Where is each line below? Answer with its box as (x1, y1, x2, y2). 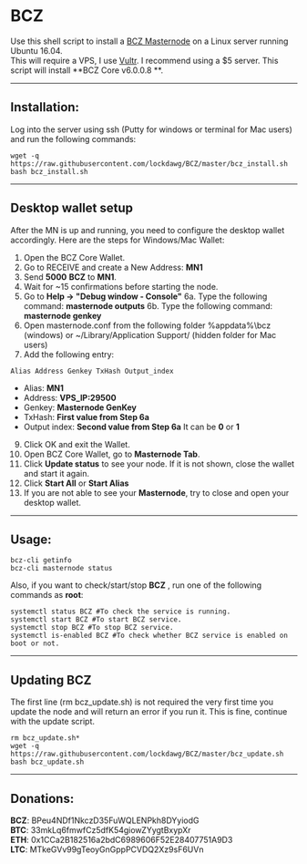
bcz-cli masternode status (10, 564, 113, 573)
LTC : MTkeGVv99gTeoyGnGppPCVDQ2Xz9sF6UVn (10, 844, 204, 855)
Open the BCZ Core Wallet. (23, 252, 126, 262)
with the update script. (10, 716, 95, 727)
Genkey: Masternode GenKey (23, 402, 138, 413)
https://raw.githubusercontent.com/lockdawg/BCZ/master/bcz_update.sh (10, 749, 284, 759)
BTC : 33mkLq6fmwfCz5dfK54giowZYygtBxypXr (10, 825, 191, 835)
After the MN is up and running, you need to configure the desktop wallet (10, 224, 285, 235)
